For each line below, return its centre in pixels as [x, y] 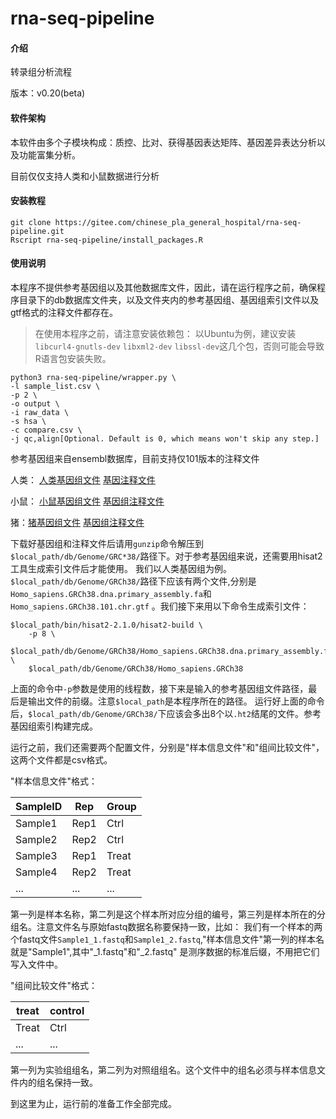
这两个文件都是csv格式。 [61, 760]
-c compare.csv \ [46, 430]
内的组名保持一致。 [58, 1082]
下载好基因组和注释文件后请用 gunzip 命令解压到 [107, 543]
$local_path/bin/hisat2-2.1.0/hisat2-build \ [106, 625]
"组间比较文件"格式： [54, 985]
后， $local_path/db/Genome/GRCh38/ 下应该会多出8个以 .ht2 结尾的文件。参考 [166, 713]
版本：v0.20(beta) [48, 93]
